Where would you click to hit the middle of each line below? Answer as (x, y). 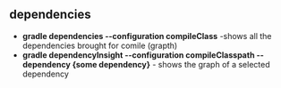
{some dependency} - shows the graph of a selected (171, 64)
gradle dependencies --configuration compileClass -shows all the (147, 36)
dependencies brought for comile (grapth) (100, 45)
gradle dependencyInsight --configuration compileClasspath (138, 55)
